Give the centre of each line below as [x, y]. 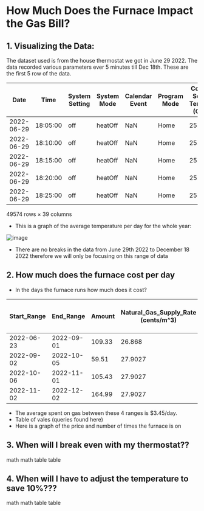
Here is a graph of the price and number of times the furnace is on [98, 426]
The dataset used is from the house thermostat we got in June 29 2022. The [102, 61]
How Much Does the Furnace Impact [100, 11]
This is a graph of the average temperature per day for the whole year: [103, 226]
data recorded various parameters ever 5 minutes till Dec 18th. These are [97, 67]
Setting [80, 104]
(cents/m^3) [159, 320]
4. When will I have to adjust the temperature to [97, 479]
